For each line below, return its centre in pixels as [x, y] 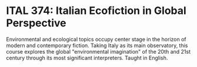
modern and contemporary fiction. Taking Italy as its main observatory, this [97, 45]
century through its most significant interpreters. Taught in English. [87, 58]
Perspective [36, 23]
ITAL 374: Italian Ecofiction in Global [96, 11]
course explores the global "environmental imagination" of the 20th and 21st [98, 51]
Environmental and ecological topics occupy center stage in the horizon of [96, 39]
